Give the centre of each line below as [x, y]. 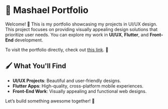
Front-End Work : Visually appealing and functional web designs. [79, 91]
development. [29, 40]
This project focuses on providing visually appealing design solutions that [81, 29]
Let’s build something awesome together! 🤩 [50, 101]
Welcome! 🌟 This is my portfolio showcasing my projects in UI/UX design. [81, 24]
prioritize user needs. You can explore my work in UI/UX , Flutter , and [77, 34]
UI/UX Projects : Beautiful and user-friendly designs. [67, 80]
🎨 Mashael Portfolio [47, 10]
